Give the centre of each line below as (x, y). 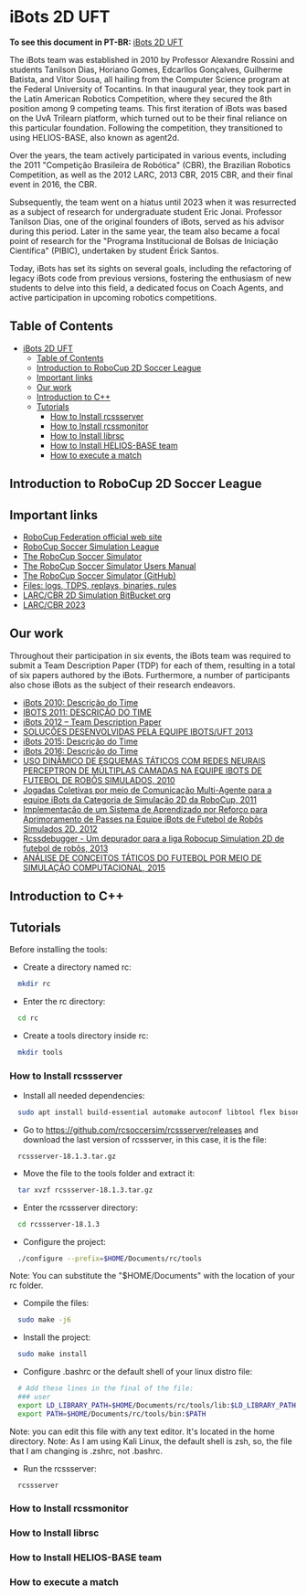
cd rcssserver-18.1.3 (59, 1224)
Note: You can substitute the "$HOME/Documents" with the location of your (152, 1276)
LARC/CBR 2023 (54, 604)
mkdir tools (41, 1052)
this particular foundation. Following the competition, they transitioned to (146, 128)
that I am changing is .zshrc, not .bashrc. (86, 1451)
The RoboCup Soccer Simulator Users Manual (109, 566)
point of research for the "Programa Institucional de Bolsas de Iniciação (144, 240)
